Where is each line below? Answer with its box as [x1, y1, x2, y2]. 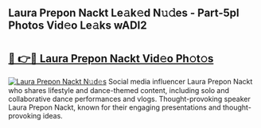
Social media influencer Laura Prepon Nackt [108, 77, 253, 86]
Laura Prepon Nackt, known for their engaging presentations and [8, 103, 221, 112]
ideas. [42, 111, 64, 120]
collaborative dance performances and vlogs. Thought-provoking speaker [8, 95, 251, 103]
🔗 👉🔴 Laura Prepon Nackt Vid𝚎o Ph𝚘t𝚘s [8, 52, 214, 65]
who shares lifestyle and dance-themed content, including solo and [8, 86, 229, 95]
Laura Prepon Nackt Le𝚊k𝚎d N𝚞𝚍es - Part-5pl [8, 6, 240, 20]
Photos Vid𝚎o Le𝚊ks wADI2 [8, 19, 147, 33]
